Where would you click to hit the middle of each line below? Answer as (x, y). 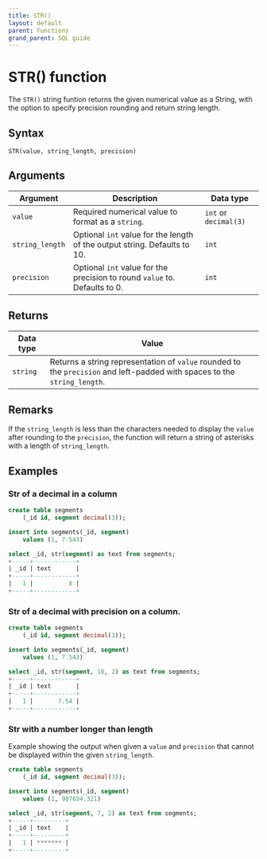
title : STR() (30, 16)
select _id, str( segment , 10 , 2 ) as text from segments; (104, 672)
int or (216, 212)
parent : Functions (39, 30)
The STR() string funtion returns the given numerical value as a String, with (130, 100)
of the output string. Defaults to (131, 244)
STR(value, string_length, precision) (72, 152)
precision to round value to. (124, 278)
